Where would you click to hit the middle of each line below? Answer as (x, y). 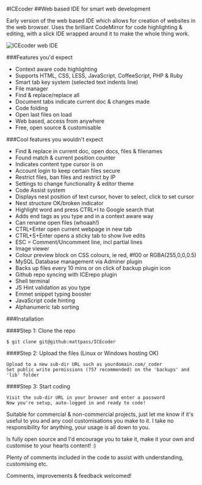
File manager (32, 89)
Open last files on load (43, 115)
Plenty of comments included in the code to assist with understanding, (95, 457)
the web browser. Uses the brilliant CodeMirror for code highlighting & (95, 27)
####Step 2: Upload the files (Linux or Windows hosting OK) (82, 353)
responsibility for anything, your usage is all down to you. (78, 427)
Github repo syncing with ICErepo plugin (66, 275)
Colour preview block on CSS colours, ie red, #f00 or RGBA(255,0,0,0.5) (106, 255)
